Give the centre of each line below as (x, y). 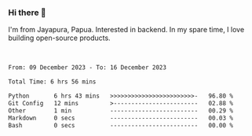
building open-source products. (60, 38)
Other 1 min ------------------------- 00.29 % (121, 110)
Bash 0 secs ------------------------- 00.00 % (121, 125)
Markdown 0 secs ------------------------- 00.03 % (121, 118)
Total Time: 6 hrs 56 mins (52, 82)
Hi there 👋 (27, 13)
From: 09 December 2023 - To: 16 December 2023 (88, 68)
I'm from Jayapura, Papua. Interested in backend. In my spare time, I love (126, 30)
